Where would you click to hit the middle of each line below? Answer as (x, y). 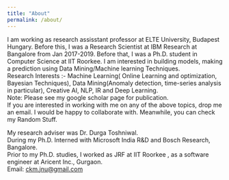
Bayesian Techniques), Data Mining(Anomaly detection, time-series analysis (114, 83)
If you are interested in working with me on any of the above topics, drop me (114, 105)
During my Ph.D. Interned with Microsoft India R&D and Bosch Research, (109, 140)
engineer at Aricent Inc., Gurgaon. (55, 162)
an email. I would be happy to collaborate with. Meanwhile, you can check (111, 112)
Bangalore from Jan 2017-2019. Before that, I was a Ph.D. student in (103, 54)
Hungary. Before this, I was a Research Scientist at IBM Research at (102, 47)
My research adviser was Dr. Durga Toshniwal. (73, 132)
